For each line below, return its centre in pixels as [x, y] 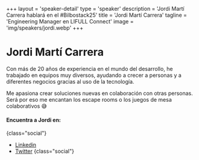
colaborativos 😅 [27, 106]
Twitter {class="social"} [44, 151]
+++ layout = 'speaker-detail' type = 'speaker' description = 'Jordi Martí [96, 9]
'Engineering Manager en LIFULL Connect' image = [70, 21]
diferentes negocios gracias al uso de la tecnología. [70, 81]
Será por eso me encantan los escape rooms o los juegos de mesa [89, 99]
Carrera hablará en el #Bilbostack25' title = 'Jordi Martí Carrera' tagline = [96, 15]
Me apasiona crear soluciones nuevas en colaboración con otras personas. [99, 93]
